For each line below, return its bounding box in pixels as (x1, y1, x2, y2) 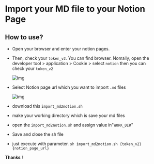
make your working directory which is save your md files (12, 113, 125, 118)
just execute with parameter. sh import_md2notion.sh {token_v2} (12, 141, 142, 147)
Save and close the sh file (12, 131, 64, 137)
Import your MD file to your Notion (5, 3, 145, 15)
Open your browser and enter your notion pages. (12, 46, 110, 51)
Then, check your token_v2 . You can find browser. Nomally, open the (12, 55, 149, 61)
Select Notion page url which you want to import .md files (12, 84, 126, 90)
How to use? (5, 33, 44, 41)
